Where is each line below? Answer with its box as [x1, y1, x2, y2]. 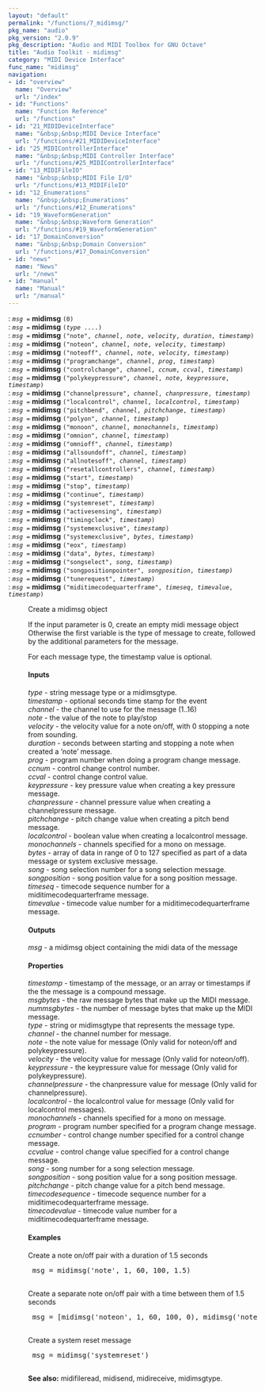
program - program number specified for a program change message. [28, 1122, 257, 1132]
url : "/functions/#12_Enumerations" [15, 203, 136, 211]
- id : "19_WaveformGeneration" [8, 211, 112, 219]
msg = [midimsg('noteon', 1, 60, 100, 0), [32, 1312, 199, 1321]
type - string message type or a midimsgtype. [28, 688, 178, 697]
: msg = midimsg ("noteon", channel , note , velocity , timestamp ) [8, 339, 226, 348]
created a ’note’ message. [28, 747, 112, 756]
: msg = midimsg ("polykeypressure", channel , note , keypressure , [8, 372, 229, 382]
